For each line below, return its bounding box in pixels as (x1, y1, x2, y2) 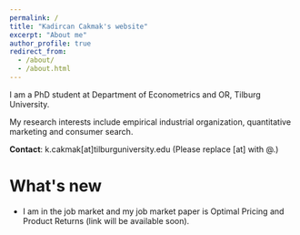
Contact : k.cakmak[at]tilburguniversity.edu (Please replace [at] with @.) (9, 143, 279, 155)
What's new (9, 176, 103, 197)
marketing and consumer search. (9, 126, 134, 137)
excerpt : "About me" (9, 30, 88, 39)
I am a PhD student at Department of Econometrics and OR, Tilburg (9, 88, 261, 100)
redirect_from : (9, 47, 67, 56)
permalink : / (9, 13, 59, 23)
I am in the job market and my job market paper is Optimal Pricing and (22, 206, 285, 217)
